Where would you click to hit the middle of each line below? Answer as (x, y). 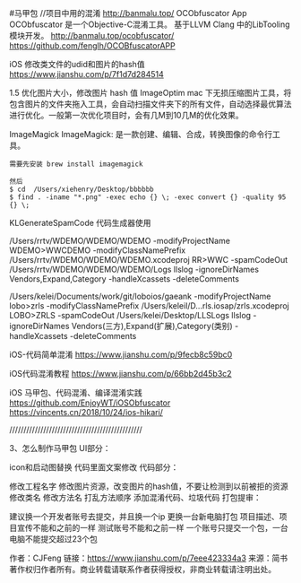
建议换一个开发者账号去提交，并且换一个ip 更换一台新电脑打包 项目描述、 (144, 517)
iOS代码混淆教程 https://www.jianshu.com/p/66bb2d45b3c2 (120, 374)
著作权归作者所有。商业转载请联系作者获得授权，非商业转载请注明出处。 (142, 569)
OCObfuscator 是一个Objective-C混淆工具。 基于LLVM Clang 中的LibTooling (150, 24)
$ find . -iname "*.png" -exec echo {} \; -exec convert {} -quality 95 (148, 197)
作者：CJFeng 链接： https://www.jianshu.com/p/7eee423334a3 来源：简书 (149, 558)
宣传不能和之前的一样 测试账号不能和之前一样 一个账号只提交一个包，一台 (152, 528)
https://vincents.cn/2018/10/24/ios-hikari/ (86, 412)
